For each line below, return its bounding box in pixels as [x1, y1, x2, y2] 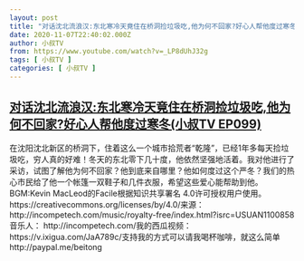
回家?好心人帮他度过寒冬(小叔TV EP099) [33, 117, 262, 132]
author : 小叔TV [9, 38, 64, 48]
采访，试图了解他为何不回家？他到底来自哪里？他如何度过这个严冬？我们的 [9, 165, 287, 176]
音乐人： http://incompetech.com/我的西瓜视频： [9, 219, 192, 231]
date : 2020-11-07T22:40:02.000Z [9, 30, 131, 39]
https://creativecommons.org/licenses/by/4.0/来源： [9, 198, 205, 209]
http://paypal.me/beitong [9, 241, 102, 252]
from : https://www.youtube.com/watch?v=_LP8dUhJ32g [9, 47, 208, 56]
